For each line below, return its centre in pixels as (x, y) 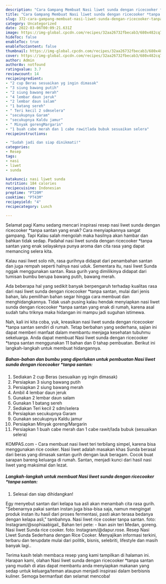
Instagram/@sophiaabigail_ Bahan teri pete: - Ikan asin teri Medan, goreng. (82, 525)
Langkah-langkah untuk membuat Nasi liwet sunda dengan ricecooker (80, 476)
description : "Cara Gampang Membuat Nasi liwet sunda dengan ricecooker (82, 10)
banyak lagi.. (18, 545)
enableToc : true (22, 42)
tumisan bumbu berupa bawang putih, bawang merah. (61, 276)
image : (12, 33)
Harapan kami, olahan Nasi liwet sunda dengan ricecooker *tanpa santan (80, 560)
